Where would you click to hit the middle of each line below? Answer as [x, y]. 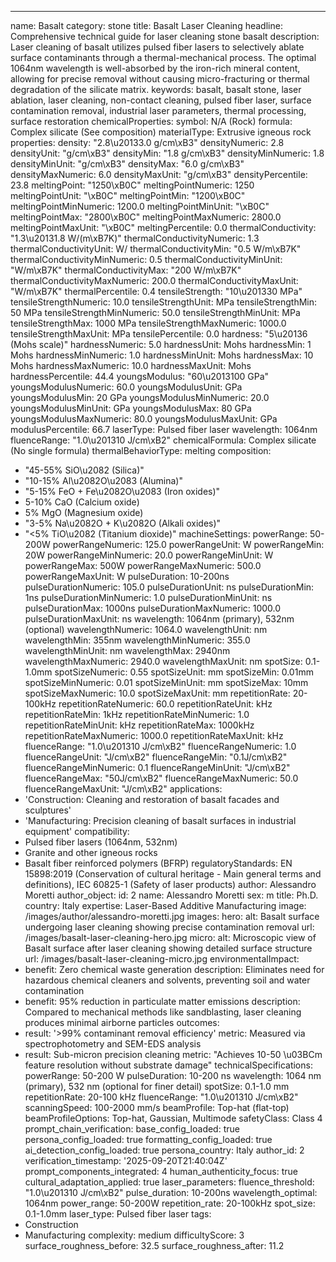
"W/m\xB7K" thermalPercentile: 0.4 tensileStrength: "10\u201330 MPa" [156, 291]
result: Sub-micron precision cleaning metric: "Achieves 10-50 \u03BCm [173, 1054]
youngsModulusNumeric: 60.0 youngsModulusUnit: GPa [126, 387]
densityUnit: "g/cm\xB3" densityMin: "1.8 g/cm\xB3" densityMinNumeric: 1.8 [167, 153]
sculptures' [48, 810]
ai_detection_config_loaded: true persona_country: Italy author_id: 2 [164, 1150]
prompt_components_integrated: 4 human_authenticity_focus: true [161, 1171]
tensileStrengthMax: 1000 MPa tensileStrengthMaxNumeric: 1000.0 [148, 323]
